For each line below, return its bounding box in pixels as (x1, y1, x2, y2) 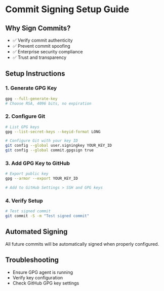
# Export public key (5, 171, 49, 176)
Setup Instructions (5, 70, 65, 78)
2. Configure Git (5, 113, 46, 120)
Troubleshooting (5, 255, 59, 265)
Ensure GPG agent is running (12, 269, 73, 275)
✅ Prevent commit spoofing (12, 43, 71, 49)
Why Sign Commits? (5, 24, 71, 33)
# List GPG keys (5, 124, 39, 130)
